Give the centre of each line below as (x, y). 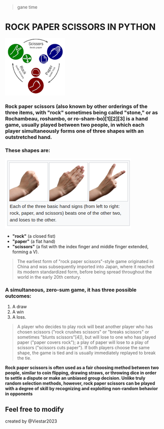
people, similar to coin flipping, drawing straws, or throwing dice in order (81, 373)
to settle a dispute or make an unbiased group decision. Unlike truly (75, 378)
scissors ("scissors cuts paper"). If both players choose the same (83, 348)
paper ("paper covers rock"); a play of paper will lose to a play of (83, 342)
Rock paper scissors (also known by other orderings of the (76, 106)
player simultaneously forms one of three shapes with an (74, 131)
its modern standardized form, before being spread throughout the (84, 272)
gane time (27, 7)
